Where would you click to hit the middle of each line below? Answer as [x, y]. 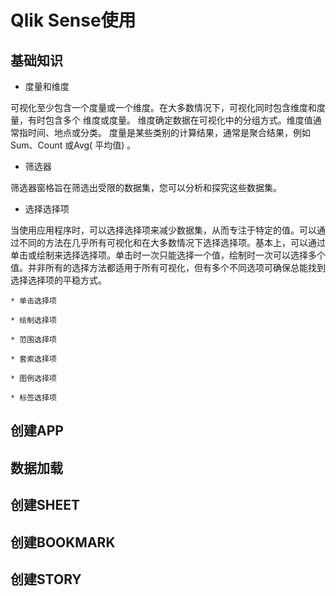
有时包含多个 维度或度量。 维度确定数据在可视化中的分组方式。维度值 [170, 120]
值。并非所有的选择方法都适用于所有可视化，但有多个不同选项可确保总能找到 [168, 267]
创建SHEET [45, 505]
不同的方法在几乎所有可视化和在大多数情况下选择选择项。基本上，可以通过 [172, 242]
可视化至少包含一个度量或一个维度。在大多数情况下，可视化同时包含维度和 [163, 107]
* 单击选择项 [33, 301]
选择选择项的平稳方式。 [58, 280]
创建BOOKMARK [63, 542]
